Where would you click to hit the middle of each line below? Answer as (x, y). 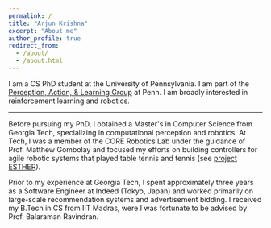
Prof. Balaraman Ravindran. (54, 216)
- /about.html (39, 61)
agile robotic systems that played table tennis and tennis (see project (123, 158)
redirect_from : (34, 46)
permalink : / (30, 16)
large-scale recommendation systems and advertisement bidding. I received (135, 199)
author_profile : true (45, 38)
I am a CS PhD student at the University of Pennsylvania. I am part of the (129, 83)
